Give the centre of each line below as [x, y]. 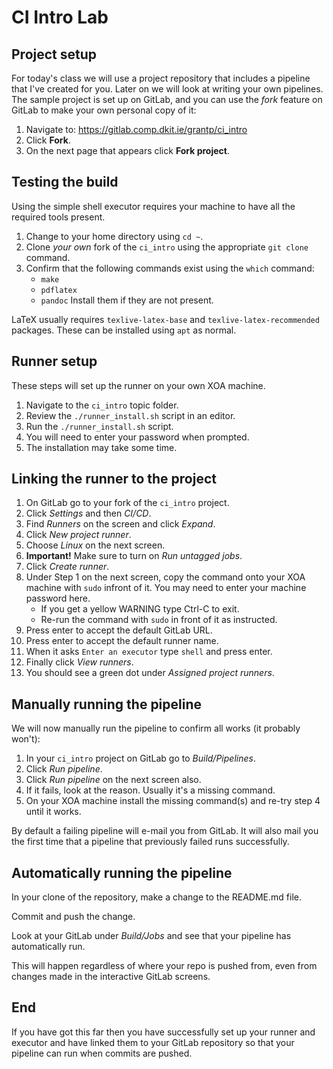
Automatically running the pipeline [122, 872]
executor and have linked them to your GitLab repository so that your [153, 1042]
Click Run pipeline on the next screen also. [113, 780]
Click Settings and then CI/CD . [88, 513]
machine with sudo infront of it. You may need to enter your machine [166, 588]
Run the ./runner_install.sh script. [99, 426]
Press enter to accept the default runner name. [122, 641]
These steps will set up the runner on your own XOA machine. [138, 385]
